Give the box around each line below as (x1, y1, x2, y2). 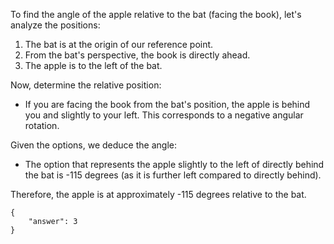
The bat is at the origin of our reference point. (24, 39, 214, 50)
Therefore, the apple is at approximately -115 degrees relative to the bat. (10, 189, 307, 200)
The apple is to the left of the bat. (24, 60, 163, 71)
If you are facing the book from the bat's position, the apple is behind (24, 99, 311, 110)
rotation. (24, 120, 60, 131)
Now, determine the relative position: (10, 79, 162, 91)
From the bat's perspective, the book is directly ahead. (24, 49, 251, 61)
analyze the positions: (10, 19, 101, 31)
